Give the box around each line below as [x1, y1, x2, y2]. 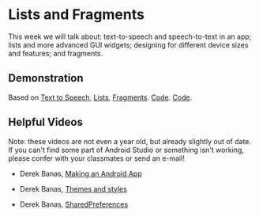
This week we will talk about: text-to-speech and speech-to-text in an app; [8, 32, 252, 41]
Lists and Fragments [8, 6, 145, 24]
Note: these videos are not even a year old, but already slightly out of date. [8, 136, 251, 146]
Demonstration [8, 71, 84, 85]
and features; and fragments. [8, 48, 103, 58]
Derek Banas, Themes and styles [19, 184, 128, 193]
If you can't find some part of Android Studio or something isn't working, [8, 145, 245, 154]
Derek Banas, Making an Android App [19, 169, 142, 178]
